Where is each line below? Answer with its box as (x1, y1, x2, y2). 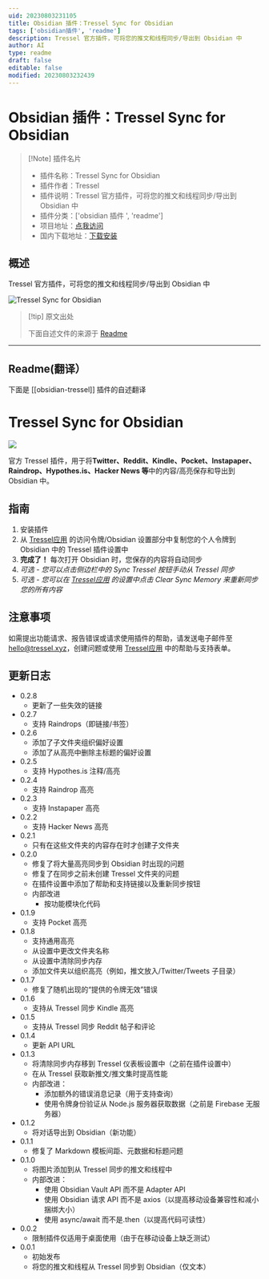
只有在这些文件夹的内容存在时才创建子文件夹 (31, 840, 180, 850)
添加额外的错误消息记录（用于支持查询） (43, 1088, 178, 1099)
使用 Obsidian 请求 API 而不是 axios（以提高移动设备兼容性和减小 (43, 1194, 259, 1204)
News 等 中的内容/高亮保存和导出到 (120, 466, 236, 476)
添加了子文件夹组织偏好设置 (31, 737, 124, 747)
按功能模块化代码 (43, 899, 101, 909)
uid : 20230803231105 (8, 11, 78, 20)
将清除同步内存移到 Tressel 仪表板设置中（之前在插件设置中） (31, 1058, 236, 1068)
